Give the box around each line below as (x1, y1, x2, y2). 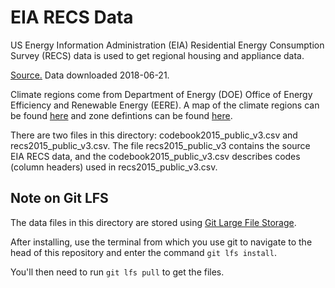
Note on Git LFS (10, 190, 109, 207)
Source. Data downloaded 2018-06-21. (10, 69, 170, 81)
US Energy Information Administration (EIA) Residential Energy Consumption (10, 39, 325, 51)
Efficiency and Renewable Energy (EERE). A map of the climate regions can (10, 99, 320, 111)
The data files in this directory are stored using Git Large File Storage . (10, 216, 297, 228)
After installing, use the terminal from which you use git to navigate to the (10, 236, 313, 248)
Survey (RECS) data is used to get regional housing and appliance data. (10, 49, 305, 61)
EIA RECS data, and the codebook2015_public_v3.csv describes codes (10, 150, 301, 162)
